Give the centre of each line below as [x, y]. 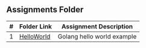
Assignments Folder [45, 10]
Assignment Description [97, 26]
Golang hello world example [97, 36]
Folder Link [36, 26]
